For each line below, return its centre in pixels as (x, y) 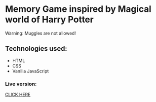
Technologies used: (36, 49)
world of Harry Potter (49, 19)
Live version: (21, 84)
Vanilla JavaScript (31, 71)
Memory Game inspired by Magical (78, 9)
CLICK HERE (18, 95)
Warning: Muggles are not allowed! (40, 33)
